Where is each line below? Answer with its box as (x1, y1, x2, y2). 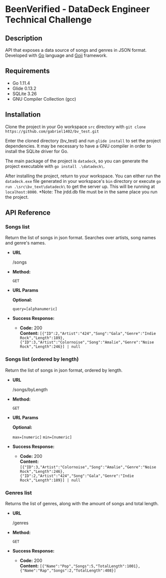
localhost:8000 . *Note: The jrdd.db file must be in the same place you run (5, 188, 158, 195)
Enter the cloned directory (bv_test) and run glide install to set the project (5, 138, 161, 144)
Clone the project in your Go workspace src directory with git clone (5, 124, 146, 130)
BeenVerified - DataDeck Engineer (5, 3, 150, 15)
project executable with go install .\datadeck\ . (5, 163, 105, 169)
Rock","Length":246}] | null (19, 344, 81, 349)
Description (5, 34, 42, 42)
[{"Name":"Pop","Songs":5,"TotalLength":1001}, (39, 564, 141, 569)
